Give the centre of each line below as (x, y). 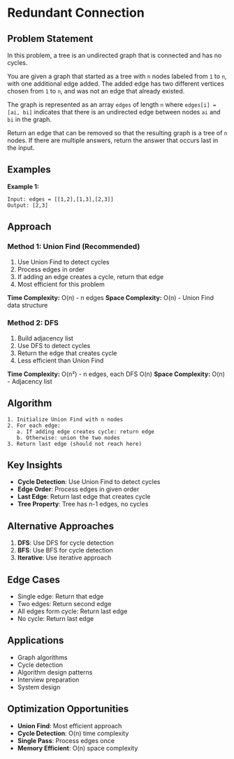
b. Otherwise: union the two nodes (68, 437)
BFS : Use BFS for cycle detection (65, 550)
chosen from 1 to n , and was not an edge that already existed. (96, 91)
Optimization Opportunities (68, 709)
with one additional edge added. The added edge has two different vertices (116, 84)
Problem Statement (50, 39)
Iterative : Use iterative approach (64, 558)
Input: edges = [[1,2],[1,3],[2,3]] (60, 199)
